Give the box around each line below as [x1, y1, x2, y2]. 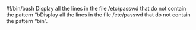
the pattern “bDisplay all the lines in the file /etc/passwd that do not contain [6, 11, 191, 18]
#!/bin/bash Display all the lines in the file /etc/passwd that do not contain [6, 5, 186, 12]
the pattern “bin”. [6, 18, 48, 24]
